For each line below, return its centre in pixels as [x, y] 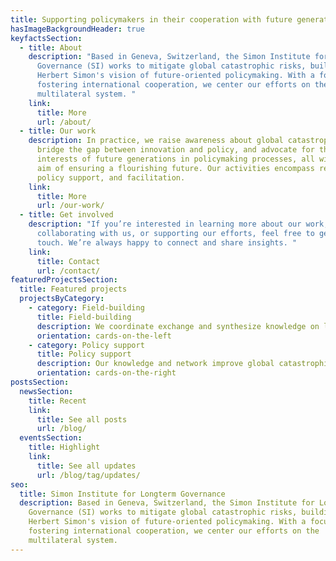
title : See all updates [86, 466]
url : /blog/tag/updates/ [88, 475]
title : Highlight [64, 447]
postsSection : [40, 382]
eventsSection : [51, 438]
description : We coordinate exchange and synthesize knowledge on [178, 326]
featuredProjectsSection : [64, 280]
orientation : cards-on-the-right [106, 373]
